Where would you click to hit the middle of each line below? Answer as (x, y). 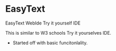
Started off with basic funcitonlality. (50, 43)
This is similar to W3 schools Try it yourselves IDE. (58, 33)
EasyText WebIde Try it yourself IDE (43, 23)
